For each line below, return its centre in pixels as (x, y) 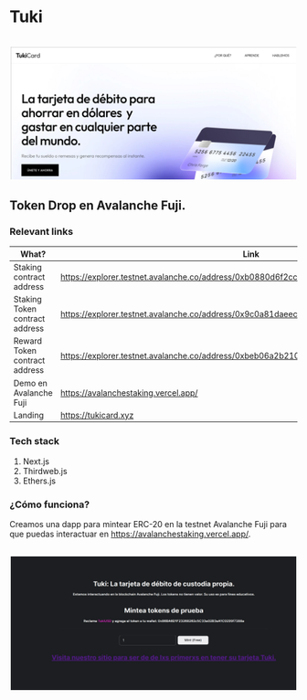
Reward (28, 341)
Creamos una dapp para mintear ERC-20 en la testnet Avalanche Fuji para (148, 524)
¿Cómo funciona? (49, 504)
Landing (28, 415)
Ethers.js (39, 481)
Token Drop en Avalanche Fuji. (98, 205)
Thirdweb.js (45, 471)
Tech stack (34, 441)
